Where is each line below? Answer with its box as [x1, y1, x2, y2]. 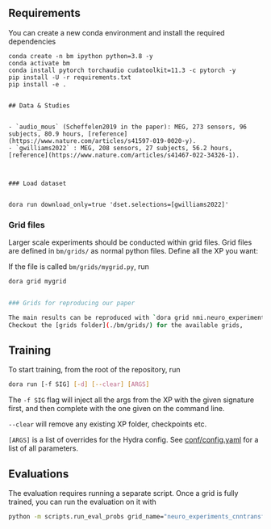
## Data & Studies [8, 101, 70, 110]
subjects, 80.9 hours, [8, 129, 85, 138]
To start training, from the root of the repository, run [8, 365, 181, 375]
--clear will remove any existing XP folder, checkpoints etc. [8, 419, 207, 429]
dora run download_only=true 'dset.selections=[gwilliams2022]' [8, 200, 229, 208]
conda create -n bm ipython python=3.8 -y [8, 52, 153, 60]
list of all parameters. [8, 443, 79, 453]
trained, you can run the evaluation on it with [8, 497, 157, 507]
